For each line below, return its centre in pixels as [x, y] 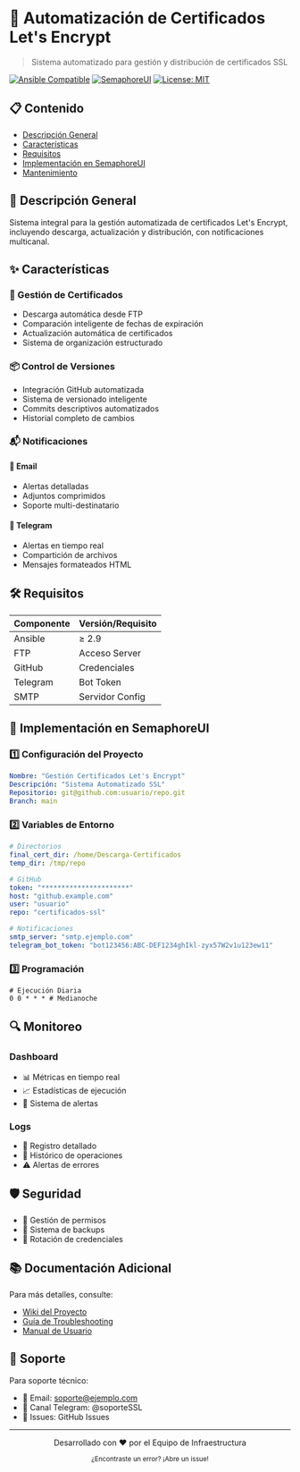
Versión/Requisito [118, 623]
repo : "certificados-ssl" [57, 913]
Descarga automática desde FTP [82, 314]
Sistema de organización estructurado [92, 343]
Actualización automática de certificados [97, 334]
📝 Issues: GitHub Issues [66, 1417]
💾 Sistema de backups [63, 1230]
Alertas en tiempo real [63, 546]
